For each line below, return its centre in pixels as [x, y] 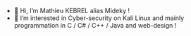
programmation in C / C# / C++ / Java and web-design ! [95, 25]
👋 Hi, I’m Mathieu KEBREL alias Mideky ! [72, 11]
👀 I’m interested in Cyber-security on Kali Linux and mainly [99, 18]
